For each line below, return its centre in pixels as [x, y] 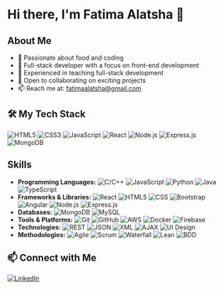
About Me [29, 41]
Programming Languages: [57, 182]
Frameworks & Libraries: [55, 197]
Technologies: [39, 227]
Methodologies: [41, 234]
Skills [19, 165]
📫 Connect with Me [52, 258]
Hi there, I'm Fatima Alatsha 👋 [96, 15]
